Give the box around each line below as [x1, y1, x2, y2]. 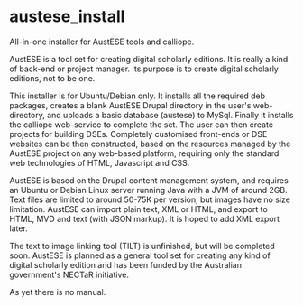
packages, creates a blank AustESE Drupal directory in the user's [9, 99, 252, 110]
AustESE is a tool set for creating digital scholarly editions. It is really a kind [9, 53, 289, 64]
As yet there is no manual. [9, 286, 106, 297]
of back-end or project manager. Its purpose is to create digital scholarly [9, 63, 280, 74]
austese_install [9, 6, 125, 27]
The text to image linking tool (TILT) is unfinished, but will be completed [9, 240, 275, 251]
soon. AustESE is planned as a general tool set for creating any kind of [9, 250, 271, 261]
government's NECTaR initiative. [9, 269, 129, 280]
